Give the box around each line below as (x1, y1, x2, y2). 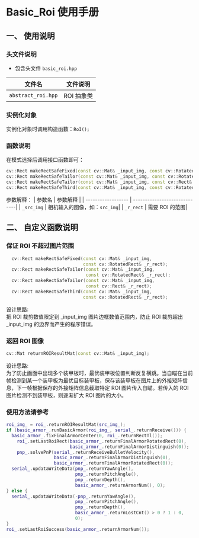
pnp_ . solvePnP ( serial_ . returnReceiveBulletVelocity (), (17, 449, 155, 455)
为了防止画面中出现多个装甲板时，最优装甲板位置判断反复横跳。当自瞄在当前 (6, 369, 193, 376)
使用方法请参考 (6, 408, 49, 416)
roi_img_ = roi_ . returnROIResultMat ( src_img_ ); (6, 422, 126, 428)
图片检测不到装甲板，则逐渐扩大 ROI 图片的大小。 (6, 392, 127, 399)
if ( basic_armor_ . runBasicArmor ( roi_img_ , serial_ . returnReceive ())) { (6, 427, 187, 433)
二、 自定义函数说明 (6, 223, 78, 233)
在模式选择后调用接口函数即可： (6, 156, 84, 164)
